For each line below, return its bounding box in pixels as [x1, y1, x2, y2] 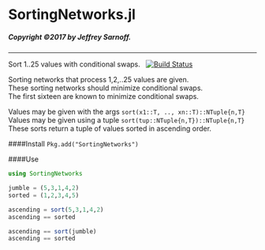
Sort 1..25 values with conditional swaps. [8, 59, 140, 69]
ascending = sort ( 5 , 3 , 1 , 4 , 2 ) [8, 206, 104, 214]
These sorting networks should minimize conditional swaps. [8, 83, 203, 93]
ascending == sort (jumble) [8, 227, 97, 235]
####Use [8, 154, 39, 164]
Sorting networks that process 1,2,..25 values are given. [8, 75, 189, 85]
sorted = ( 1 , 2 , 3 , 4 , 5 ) [8, 191, 80, 199]
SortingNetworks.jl [8, 6, 136, 24]
